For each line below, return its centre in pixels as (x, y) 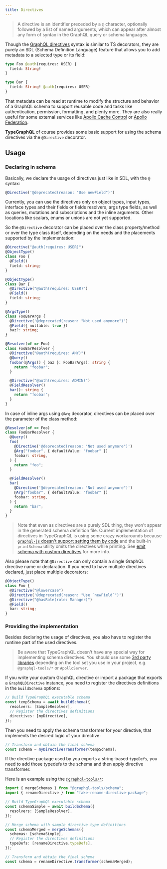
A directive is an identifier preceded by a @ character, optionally (82, 24)
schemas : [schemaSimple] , (37, 834)
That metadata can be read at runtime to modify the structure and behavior (82, 101)
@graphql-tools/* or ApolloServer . (53, 668)
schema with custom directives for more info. (64, 552)
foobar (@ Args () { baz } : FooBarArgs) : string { (60, 362)
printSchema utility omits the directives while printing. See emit (81, 546)
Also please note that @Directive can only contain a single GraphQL (75, 561)
